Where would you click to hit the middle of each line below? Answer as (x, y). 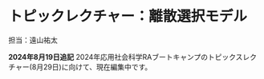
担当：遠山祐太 (33, 40)
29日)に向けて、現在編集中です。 (97, 67)
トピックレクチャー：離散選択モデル (128, 16)
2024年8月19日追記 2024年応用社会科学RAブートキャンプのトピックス (126, 57)
